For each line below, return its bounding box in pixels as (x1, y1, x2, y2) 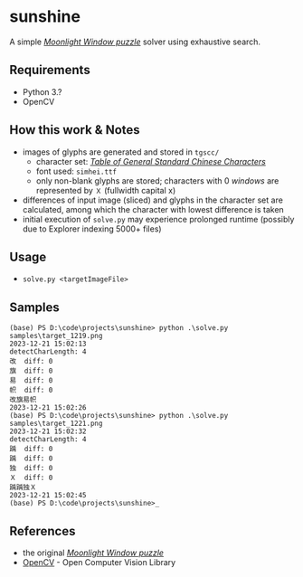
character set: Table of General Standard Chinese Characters (35, 156, 267, 166)
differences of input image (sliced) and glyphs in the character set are (22, 194, 283, 205)
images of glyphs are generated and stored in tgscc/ (22, 147, 220, 157)
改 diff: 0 (9, 357, 53, 366)
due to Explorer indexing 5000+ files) (22, 223, 162, 234)
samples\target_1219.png (9, 332, 103, 341)
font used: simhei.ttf (35, 166, 118, 176)
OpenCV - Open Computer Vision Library (22, 557, 176, 567)
